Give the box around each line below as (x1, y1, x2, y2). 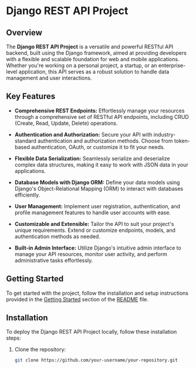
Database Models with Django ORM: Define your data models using (14, 178, 180, 186)
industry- (153, 131, 176, 138)
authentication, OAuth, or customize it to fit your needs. (31, 143, 165, 151)
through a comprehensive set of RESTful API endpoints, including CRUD (14, 113, 189, 120)
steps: (6, 334, 21, 342)
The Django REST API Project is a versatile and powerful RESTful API (6, 43, 174, 50)
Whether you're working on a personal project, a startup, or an (6, 62, 157, 69)
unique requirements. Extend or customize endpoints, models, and (14, 227, 176, 234)
